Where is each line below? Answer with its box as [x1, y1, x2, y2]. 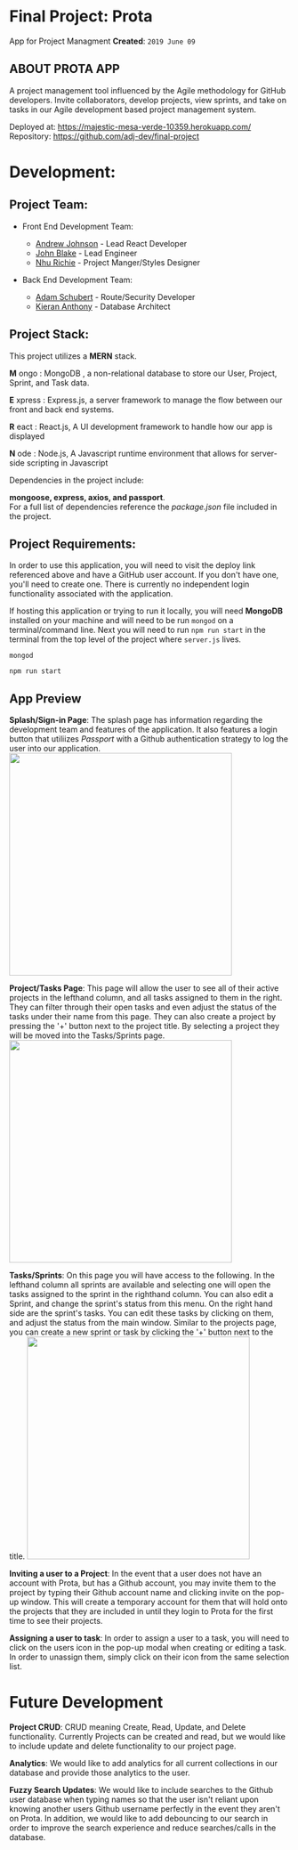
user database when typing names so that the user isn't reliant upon [9, 1794, 260, 1805]
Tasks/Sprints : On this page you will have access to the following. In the [9, 1270, 276, 1281]
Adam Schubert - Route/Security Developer [35, 291, 196, 302]
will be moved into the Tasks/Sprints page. [9, 1030, 165, 1041]
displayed [9, 430, 45, 442]
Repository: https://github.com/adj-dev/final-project [9, 131, 200, 142]
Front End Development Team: [21, 221, 133, 231]
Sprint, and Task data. [9, 377, 90, 388]
